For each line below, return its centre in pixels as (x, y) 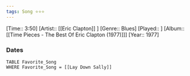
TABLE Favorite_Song (32, 62)
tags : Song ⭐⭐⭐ (25, 11)
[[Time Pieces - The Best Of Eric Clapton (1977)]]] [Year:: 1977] (83, 34)
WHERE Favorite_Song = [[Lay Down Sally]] (59, 67)
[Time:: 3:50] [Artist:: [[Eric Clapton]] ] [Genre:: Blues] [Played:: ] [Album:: (95, 28)
